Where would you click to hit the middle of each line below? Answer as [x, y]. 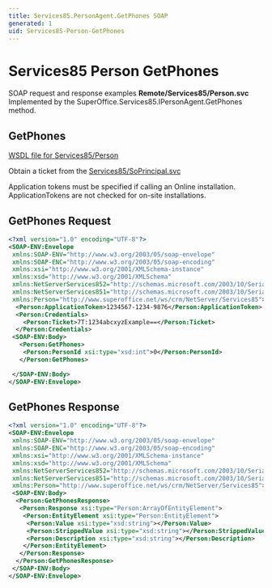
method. [22, 111]
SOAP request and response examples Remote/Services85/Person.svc [129, 93]
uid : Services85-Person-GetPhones [67, 31]
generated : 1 [30, 23]
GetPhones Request [60, 220]
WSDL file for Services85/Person [64, 155]
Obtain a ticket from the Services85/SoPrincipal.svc [95, 171]
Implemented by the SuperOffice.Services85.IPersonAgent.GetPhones [125, 102]
